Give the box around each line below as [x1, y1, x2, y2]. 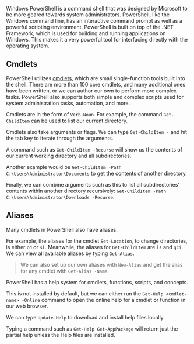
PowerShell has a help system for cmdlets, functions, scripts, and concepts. [6, 278, 188, 285]
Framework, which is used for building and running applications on [6, 30, 166, 37]
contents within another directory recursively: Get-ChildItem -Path [6, 187, 167, 194]
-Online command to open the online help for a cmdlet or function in [21, 296, 186, 303]
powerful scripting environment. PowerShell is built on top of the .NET [6, 23, 174, 30]
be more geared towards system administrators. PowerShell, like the [6, 11, 170, 18]
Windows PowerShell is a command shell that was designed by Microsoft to [6, 5, 188, 12]
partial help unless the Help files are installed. [6, 331, 115, 338]
